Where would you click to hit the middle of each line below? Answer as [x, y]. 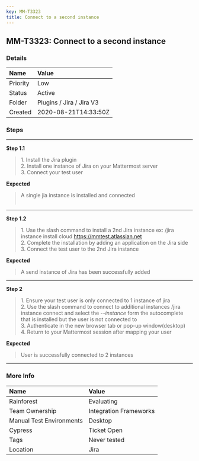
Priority [19, 84]
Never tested [107, 440]
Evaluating [103, 401]
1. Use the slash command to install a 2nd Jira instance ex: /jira [97, 230]
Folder [18, 103]
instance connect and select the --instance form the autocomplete [102, 313]
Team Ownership [33, 411]
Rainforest [23, 401]
